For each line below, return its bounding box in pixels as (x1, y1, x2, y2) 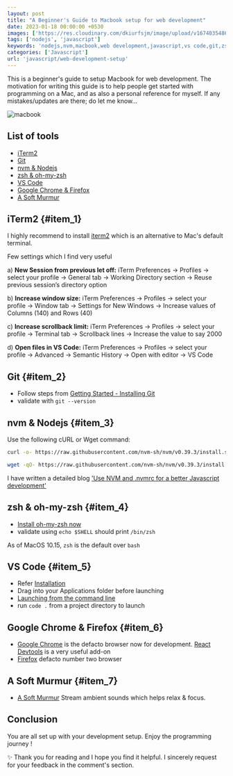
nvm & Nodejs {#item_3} (7, 417, 114, 428)
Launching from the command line (17, 594, 116, 602)
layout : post (7, 10, 45, 17)
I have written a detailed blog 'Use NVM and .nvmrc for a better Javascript (7, 474, 220, 482)
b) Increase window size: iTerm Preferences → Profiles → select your (7, 294, 207, 302)
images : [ (7, 29, 36, 37)
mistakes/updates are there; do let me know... (7, 97, 138, 105)
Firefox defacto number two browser (17, 655, 123, 663)
